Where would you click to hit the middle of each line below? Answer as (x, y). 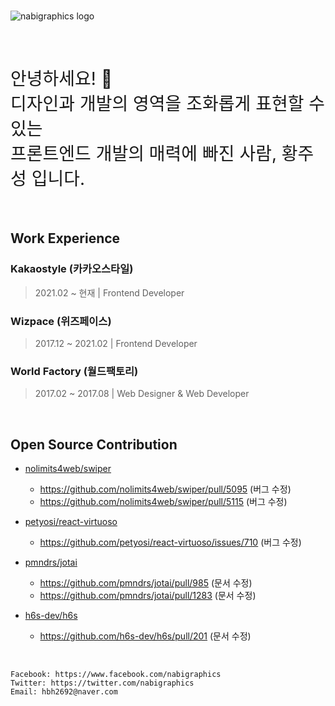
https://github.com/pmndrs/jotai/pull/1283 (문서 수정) (148, 596)
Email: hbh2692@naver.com (64, 692)
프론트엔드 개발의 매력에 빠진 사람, (143, 154)
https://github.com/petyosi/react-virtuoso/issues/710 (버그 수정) (170, 542)
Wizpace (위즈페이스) (61, 321)
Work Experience (65, 238)
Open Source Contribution (94, 444)
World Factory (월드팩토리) (74, 371)
